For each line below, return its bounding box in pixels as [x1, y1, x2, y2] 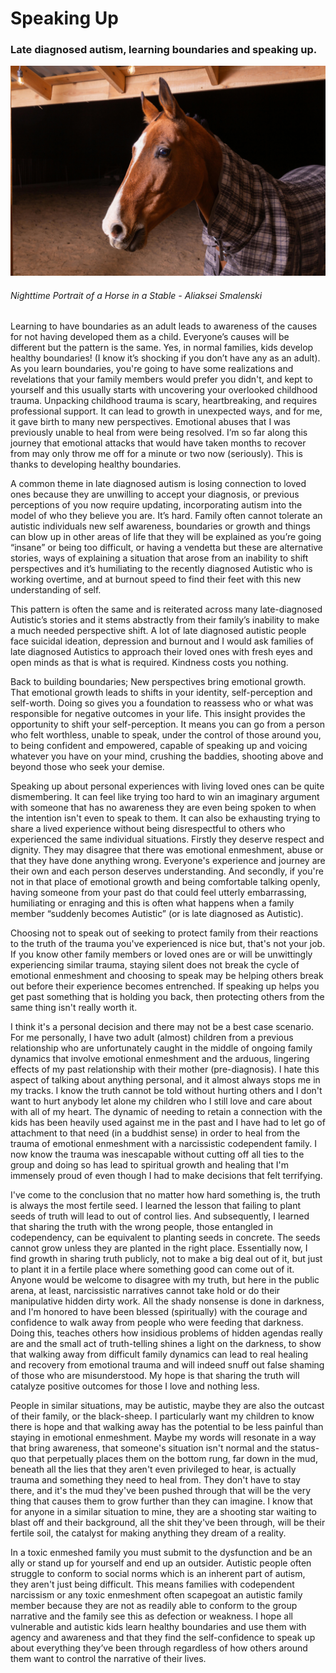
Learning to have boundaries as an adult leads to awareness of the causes [10, 320, 318, 332]
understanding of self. [10, 584, 102, 596]
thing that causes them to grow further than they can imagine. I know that [10, 1495, 313, 1507]
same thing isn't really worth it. [10, 1002, 138, 1014]
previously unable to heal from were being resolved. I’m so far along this [10, 427, 308, 439]
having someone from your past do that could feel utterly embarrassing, [10, 887, 307, 899]
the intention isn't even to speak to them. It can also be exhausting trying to [10, 812, 321, 824]
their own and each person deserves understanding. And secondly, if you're [10, 865, 324, 877]
